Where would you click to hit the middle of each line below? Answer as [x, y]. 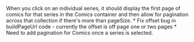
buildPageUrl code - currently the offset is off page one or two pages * [91, 26]
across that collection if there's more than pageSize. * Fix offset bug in [91, 20]
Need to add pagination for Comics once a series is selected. [79, 33]
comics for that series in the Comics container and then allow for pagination [97, 14]
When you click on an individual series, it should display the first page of [93, 8]
